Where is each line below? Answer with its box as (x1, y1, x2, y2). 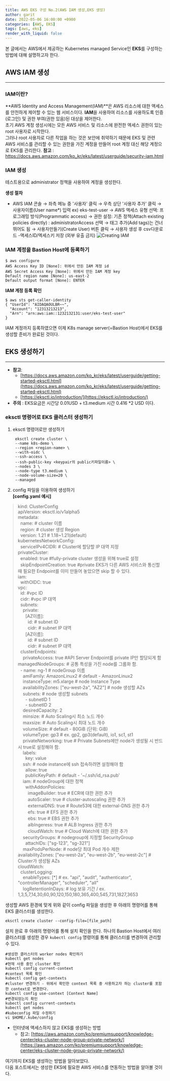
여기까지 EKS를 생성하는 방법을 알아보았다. (5, 1058, 90, 1064)
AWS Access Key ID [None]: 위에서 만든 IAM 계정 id (5, 263, 109, 269)
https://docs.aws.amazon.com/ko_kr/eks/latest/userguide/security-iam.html (5, 153, 164, 159)
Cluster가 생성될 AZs (17, 858, 60, 864)
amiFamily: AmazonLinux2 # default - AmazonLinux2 (22, 673, 133, 679)
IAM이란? (5, 90, 28, 97)
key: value (25, 755, 47, 761)
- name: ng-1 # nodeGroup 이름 (20, 667, 86, 673)
